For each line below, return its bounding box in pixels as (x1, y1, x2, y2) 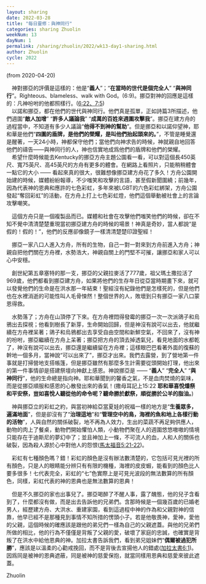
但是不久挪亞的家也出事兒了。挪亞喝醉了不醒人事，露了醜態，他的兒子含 (11, 490, 194, 497)
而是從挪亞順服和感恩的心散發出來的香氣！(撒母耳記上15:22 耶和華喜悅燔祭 (6, 382, 196, 389)
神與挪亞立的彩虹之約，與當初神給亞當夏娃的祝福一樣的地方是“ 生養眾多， (11, 403, 197, 410)
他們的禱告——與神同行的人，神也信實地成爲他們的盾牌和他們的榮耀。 (6, 146, 184, 153)
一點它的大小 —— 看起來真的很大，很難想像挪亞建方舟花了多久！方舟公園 (6, 168, 192, 176)
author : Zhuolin (6, 49, 48, 55)
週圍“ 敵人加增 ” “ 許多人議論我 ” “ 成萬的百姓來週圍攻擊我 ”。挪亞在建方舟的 (11, 115, 196, 122)
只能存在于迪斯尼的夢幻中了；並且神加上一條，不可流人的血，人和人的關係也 (6, 434, 200, 441)
